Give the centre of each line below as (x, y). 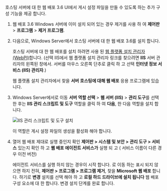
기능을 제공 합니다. (28, 13)
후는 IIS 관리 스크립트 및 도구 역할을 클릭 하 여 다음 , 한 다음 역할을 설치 (85, 104)
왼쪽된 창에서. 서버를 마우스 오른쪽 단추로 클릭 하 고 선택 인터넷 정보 (91, 64)
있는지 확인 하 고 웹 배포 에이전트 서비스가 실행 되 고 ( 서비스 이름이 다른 (87, 148)
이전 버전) (27, 154)
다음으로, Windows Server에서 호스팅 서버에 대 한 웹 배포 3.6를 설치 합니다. (86, 41)
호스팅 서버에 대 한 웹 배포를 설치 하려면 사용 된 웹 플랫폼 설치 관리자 (79, 51)
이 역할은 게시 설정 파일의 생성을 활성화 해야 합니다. (62, 131)
